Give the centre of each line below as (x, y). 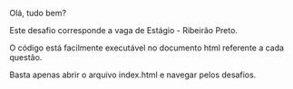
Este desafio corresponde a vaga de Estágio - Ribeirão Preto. (124, 30)
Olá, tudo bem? (38, 13)
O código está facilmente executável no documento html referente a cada (146, 48)
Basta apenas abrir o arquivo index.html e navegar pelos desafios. (133, 75)
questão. (26, 57)
